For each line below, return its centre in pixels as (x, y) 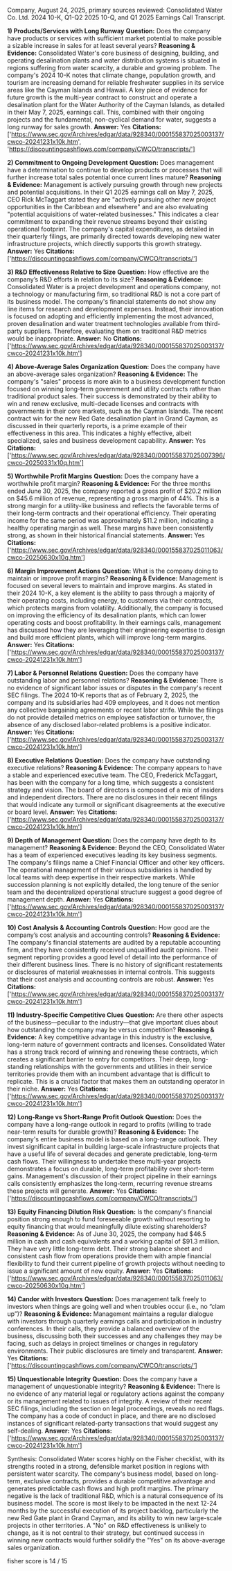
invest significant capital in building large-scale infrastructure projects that (113, 1147)
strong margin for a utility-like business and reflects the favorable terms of (113, 506)
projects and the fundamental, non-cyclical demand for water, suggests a (112, 120)
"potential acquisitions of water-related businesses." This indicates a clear (113, 214)
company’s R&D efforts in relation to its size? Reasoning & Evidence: (105, 279)
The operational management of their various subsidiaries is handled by (110, 870)
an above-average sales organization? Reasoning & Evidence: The (103, 374)
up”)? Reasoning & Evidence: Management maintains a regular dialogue (110, 1314)
